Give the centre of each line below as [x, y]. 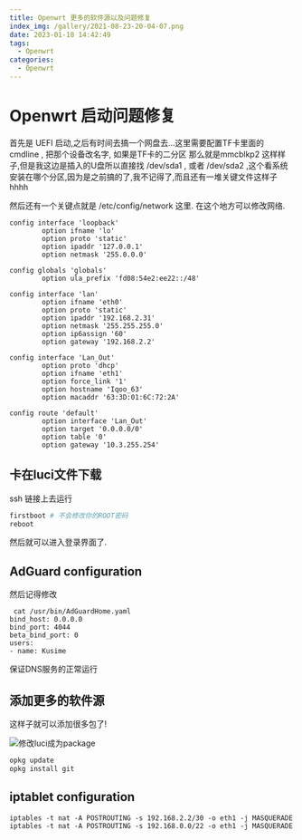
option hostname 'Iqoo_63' [93, 389]
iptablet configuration [72, 797]
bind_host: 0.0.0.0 [46, 620]
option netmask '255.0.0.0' [94, 255]
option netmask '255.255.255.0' [103, 326]
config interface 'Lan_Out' [62, 357]
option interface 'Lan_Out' [94, 421]
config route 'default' [54, 413]
